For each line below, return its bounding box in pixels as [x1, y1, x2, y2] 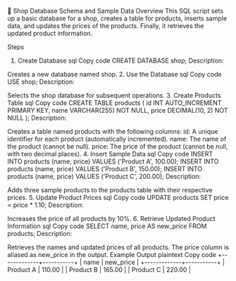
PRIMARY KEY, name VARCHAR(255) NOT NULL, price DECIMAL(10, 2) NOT [7, 106, 228, 114]
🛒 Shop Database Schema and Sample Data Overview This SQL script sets [7, 7, 224, 15]
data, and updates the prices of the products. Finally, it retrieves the [7, 22, 204, 30]
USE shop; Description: [7, 77, 75, 86]
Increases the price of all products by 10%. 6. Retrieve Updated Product [7, 215, 216, 223]
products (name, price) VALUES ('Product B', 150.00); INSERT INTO [7, 165, 203, 173]
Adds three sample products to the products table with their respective [7, 186, 213, 194]
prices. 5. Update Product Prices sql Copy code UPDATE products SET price [7, 194, 229, 201]
